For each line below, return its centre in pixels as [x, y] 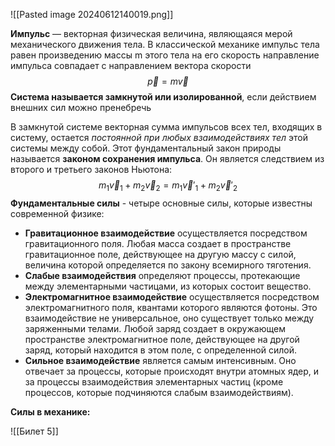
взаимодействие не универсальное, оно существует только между [169, 318]
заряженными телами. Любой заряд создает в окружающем [155, 328]
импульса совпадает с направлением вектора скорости [131, 65]
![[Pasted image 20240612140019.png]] [92, 14]
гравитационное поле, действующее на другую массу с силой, [160, 254]
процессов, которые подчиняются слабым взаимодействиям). [159, 392]
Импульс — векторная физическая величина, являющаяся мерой [151, 33]
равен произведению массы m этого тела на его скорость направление [165, 55]
